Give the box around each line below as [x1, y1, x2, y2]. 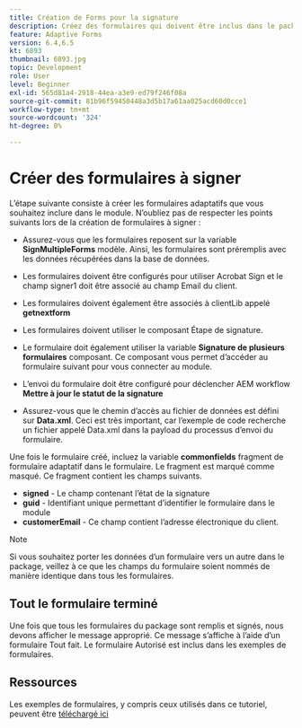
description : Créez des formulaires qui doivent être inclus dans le [9, 22, 276, 31]
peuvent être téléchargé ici [9, 708, 110, 719]
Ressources [9, 675, 78, 690]
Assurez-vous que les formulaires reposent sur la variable [22, 234, 237, 245]
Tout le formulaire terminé [9, 596, 159, 611]
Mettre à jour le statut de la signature [22, 388, 164, 399]
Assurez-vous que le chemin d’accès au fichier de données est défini [22, 405, 280, 416]
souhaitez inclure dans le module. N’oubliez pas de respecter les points [9, 207, 273, 218]
